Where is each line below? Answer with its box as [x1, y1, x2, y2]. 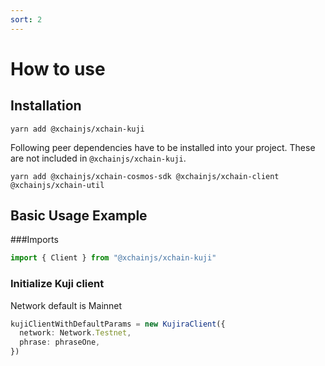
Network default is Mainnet [10, 299, 123, 311]
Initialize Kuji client [10, 277, 105, 291]
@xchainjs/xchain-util [10, 180, 105, 190]
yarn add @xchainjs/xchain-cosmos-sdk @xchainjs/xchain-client [10, 171, 280, 181]
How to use [10, 57, 106, 80]
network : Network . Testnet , [19, 328, 132, 338]
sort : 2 [10, 14, 43, 25]
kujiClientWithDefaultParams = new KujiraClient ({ [10, 319, 226, 329]
